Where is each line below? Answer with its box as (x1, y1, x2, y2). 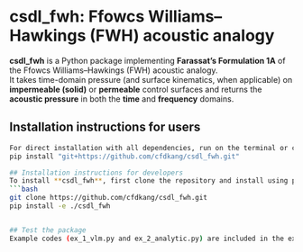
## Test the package (9, 225, 87, 235)
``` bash (9, 184, 39, 194)
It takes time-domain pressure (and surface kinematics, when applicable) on (9, 74, 293, 85)
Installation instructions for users (9, 120, 201, 135)
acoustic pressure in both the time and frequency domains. (9, 93, 234, 104)
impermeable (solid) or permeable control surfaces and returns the (9, 84, 262, 94)
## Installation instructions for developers (9, 168, 183, 177)
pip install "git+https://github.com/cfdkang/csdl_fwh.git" (9, 151, 241, 161)
